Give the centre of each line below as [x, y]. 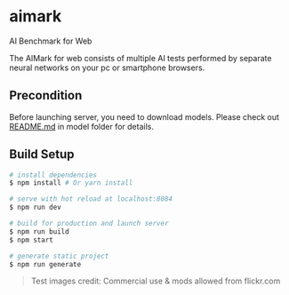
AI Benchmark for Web [51, 41]
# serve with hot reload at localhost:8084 [91, 199]
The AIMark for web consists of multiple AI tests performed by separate [140, 58]
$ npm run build [39, 231]
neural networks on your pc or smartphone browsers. [107, 68]
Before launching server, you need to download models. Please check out [144, 116]
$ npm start [31, 240]
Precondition [46, 96]
